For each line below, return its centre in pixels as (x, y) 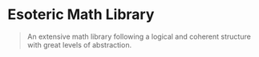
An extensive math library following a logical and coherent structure (139, 36)
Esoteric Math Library (81, 15)
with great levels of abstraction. (79, 44)
